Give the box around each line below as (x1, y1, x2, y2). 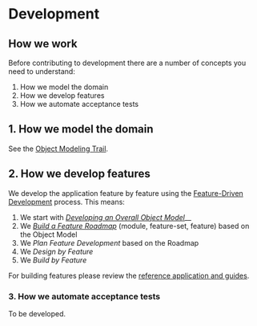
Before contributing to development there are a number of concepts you (8, 58, 247, 67)
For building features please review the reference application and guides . (8, 271, 250, 280)
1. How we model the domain (8, 122, 154, 137)
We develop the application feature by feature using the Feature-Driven (8, 188, 244, 198)
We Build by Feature (19, 255, 87, 265)
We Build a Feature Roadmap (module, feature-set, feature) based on (19, 221, 250, 230)
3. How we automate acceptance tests (8, 291, 161, 302)
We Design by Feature (19, 247, 94, 256)
